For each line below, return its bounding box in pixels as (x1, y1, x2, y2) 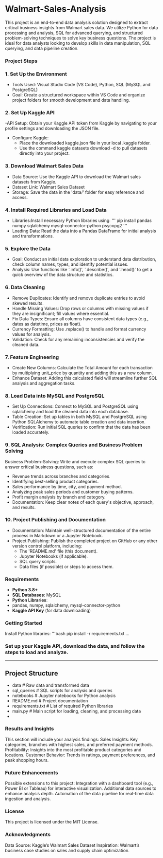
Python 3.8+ (12, 587, 38, 593)
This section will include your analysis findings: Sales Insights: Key (5, 736, 138, 742)
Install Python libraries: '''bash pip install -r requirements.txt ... (5, 631, 130, 637)
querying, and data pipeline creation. (5, 45, 79, 51)
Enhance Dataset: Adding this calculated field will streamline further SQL (12, 375, 158, 381)
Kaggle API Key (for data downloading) (12, 607, 91, 614)
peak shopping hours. (5, 757, 49, 763)
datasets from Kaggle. (12, 179, 57, 184)
